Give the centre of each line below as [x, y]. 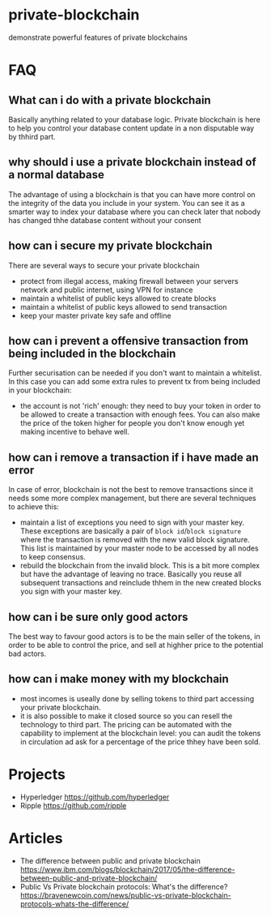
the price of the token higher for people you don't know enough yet [132, 423]
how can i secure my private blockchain [110, 246]
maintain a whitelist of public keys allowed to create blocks [118, 298]
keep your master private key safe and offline [95, 315]
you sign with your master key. [71, 591]
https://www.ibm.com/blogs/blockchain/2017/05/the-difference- [127, 869]
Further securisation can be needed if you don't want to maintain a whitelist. [135, 373]
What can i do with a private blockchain [110, 100]
